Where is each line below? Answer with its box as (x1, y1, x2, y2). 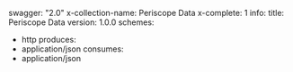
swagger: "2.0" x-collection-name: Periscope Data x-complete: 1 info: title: (8, 8, 285, 18)
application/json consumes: (21, 44, 124, 54)
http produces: (21, 35, 77, 44)
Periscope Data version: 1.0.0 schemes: (8, 17, 155, 28)
